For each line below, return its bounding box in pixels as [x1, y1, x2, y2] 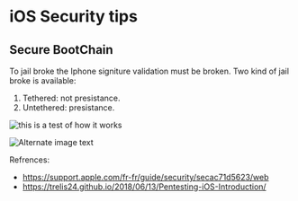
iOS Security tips [9, 6, 138, 27]
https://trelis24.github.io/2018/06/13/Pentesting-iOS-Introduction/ [22, 181, 267, 192]
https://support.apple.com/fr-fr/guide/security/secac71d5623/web [22, 172, 269, 182]
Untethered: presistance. [22, 102, 115, 113]
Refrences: [9, 154, 50, 165]
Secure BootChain [9, 42, 114, 57]
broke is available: [9, 75, 77, 86]
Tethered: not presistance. [22, 92, 121, 103]
